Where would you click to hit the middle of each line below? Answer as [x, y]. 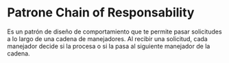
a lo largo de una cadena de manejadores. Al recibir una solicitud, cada [107, 38]
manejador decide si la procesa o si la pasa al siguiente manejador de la [109, 46]
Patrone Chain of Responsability [101, 13]
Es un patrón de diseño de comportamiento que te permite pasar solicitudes [114, 32]
